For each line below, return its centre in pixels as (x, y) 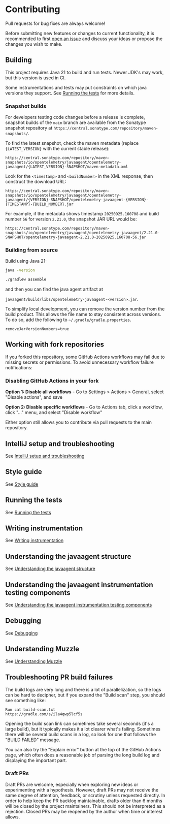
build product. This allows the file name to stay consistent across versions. (83, 314)
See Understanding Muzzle (34, 661)
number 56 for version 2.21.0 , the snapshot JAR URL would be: (71, 219)
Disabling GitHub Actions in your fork (52, 381)
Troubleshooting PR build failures (59, 677)
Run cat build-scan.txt (30, 710)
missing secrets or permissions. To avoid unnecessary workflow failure (79, 362)
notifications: (19, 367)
